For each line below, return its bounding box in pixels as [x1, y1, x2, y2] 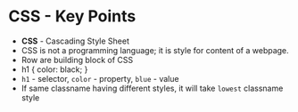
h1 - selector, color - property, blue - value [21, 73, 179, 84]
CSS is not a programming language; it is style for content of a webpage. [21, 44, 289, 55]
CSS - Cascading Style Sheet [21, 36, 130, 46]
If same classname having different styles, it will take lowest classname [21, 83, 284, 93]
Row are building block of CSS [21, 54, 134, 65]
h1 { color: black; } [21, 64, 88, 75]
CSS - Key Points [8, 6, 137, 27]
